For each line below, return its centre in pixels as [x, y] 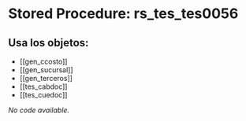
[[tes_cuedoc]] [43, 95]
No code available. [39, 110]
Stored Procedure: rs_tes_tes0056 [123, 14]
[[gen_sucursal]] [46, 70]
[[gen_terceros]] [46, 78]
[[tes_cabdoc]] [43, 86]
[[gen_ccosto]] [43, 61]
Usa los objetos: [48, 43]
